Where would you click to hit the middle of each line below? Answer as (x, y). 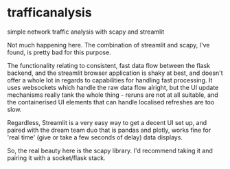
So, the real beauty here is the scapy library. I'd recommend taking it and (110, 150)
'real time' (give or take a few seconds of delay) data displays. (95, 137)
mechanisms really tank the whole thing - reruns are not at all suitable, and (113, 95)
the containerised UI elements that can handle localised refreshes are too (111, 102)
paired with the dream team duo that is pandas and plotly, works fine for (109, 130)
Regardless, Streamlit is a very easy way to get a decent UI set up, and (107, 122)
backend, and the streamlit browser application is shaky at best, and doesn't (115, 73)
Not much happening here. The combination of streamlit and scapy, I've (108, 45)
